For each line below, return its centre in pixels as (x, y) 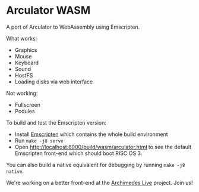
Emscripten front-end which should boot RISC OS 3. (78, 153)
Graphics (26, 50)
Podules (25, 111)
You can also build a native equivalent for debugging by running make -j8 (96, 165)
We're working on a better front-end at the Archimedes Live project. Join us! (99, 182)
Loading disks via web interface (54, 82)
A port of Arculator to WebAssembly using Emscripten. (73, 27)
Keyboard (27, 63)
